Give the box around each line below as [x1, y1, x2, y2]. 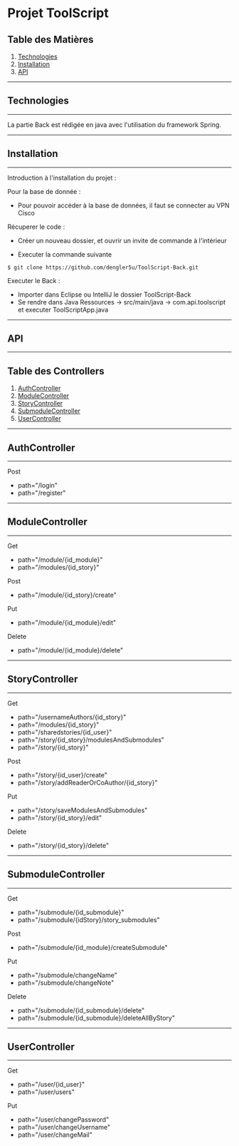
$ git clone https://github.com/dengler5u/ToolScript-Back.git [7, 264, 199, 271]
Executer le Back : [7, 276, 60, 285]
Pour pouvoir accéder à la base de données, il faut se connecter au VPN [17, 201, 230, 210]
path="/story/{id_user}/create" [17, 770, 108, 779]
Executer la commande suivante [17, 250, 112, 258]
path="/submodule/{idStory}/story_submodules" [17, 915, 160, 924]
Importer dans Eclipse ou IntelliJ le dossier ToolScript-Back [17, 290, 191, 299]
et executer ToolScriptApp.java [17, 305, 109, 314]
